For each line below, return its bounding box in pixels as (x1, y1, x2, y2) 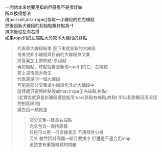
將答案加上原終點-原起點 (17, 58, 67, 63)
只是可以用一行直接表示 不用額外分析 (29, 129, 104, 135)
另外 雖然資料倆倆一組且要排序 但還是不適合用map (29, 135, 131, 141)
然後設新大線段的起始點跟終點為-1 (5, 23, 73, 28)
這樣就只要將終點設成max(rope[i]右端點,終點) (17, 88, 108, 94)
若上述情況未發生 (17, 70, 52, 76)
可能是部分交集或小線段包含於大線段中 (17, 82, 94, 88)
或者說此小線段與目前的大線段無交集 (17, 51, 91, 57)
